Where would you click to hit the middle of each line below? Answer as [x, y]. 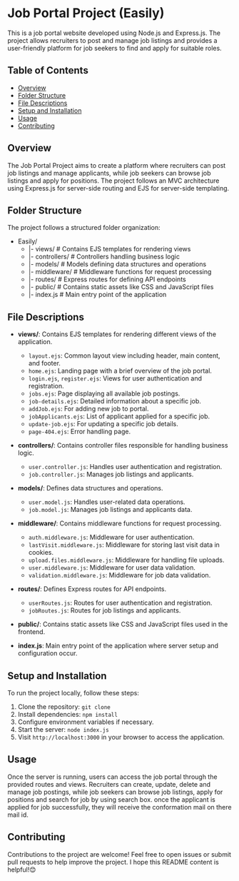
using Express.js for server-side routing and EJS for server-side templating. [118, 188]
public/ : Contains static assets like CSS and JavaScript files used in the [123, 624]
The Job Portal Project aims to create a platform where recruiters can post [117, 165]
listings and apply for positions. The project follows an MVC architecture [113, 181]
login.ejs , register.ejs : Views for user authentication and [115, 378]
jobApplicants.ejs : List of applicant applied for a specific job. [119, 416]
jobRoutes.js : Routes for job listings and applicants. [105, 610]
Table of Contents [48, 70]
